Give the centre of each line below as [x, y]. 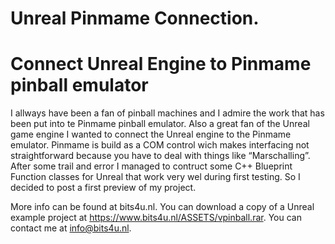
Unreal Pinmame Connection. [135, 18]
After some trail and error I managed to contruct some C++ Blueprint [151, 166]
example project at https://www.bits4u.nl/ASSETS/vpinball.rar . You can [156, 218]
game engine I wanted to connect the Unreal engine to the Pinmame [151, 134]
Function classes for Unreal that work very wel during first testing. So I [155, 177]
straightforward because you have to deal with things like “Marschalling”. [160, 156]
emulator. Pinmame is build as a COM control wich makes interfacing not [160, 145]
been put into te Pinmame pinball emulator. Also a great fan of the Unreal [160, 124]
